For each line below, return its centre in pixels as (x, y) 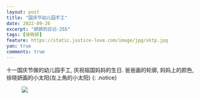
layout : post (23, 12)
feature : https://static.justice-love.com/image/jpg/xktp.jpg (87, 40)
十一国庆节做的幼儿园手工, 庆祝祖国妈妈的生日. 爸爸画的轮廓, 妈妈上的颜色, (100, 70)
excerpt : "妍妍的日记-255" (38, 29)
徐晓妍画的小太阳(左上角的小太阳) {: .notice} (62, 78)
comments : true (26, 52)
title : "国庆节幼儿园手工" (37, 18)
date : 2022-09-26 (28, 23)
